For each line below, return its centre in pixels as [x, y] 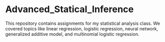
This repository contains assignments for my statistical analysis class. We [83, 23]
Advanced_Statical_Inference [69, 9]
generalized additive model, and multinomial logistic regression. [72, 34]
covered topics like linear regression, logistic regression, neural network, [82, 28]
